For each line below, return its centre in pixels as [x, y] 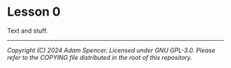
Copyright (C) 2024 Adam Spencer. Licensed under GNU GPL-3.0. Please [111, 50]
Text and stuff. [27, 31]
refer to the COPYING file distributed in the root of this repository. [100, 57]
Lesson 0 [34, 12]
